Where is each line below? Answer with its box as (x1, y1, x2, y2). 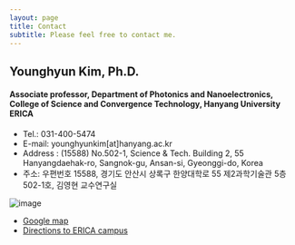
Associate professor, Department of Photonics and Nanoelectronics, (9, 89, 274, 100)
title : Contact (9, 22, 67, 31)
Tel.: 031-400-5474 (22, 128, 96, 139)
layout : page (9, 13, 59, 23)
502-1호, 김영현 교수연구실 (22, 179, 118, 191)
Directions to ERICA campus (22, 224, 129, 236)
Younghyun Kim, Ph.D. (9, 64, 140, 79)
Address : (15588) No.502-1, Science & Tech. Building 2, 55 (22, 147, 245, 159)
